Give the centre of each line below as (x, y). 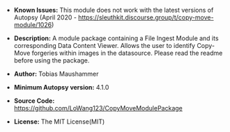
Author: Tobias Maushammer (56, 74)
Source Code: (34, 101)
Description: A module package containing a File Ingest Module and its (116, 38)
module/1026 (33, 25)
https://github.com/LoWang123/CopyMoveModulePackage (98, 108)
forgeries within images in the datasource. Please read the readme (127, 53)
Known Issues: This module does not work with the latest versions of (114, 10)
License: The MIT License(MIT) (59, 122)
